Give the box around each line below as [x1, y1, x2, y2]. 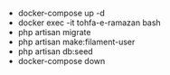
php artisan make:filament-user [17, 36, 136, 47]
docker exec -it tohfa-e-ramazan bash [17, 17, 161, 28]
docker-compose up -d [17, 8, 106, 18]
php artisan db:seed [17, 46, 93, 57]
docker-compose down [17, 56, 106, 66]
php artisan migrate [17, 27, 91, 37]
